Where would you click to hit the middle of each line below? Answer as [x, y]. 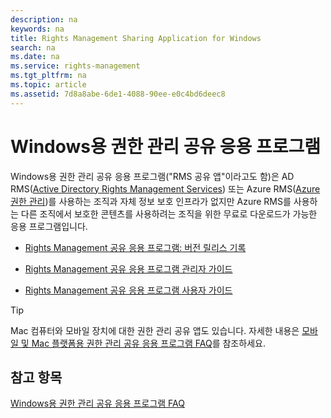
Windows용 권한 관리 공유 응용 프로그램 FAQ [97, 403]
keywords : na [37, 29]
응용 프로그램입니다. [49, 226]
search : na [33, 47]
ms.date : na [35, 57]
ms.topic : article [48, 85]
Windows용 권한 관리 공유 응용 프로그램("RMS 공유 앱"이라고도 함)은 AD [152, 176]
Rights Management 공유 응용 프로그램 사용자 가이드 [128, 290]
